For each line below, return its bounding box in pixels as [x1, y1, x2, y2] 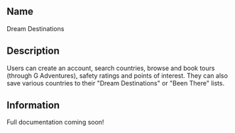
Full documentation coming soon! [6, 118, 104, 127]
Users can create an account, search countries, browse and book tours [6, 64, 215, 72]
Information [6, 99, 60, 112]
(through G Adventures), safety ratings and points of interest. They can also [6, 71, 229, 80]
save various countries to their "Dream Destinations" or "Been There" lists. [6, 79, 225, 87]
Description [6, 45, 60, 57]
